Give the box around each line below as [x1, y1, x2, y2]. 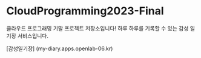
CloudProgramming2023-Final [6, 4, 164, 18]
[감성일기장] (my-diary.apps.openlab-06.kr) [6, 45, 113, 52]
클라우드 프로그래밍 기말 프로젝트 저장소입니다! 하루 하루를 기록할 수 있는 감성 [6, 25, 189, 32]
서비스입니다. [17, 32, 49, 39]
